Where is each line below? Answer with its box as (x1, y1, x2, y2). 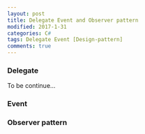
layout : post (7, 10, 45, 17)
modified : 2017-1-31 (7, 23, 68, 30)
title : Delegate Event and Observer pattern (7, 17, 139, 24)
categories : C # (7, 29, 52, 37)
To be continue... (7, 82, 56, 90)
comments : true (7, 43, 52, 50)
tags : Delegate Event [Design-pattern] (7, 36, 123, 43)
